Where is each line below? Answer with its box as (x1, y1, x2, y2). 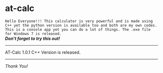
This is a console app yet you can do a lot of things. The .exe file (5, 27, 151, 32)
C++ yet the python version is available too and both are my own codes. (5, 23, 158, 28)
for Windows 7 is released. (5, 31, 62, 36)
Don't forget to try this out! (5, 36, 61, 41)
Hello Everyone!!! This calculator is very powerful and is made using (5, 19, 153, 24)
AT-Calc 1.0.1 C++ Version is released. (5, 49, 81, 55)
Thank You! (5, 63, 28, 69)
